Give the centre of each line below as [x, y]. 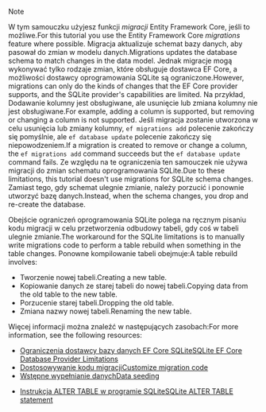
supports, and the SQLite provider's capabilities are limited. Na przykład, [127, 94]
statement [36, 400]
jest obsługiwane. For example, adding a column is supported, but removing [131, 111]
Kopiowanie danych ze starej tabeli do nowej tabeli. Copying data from [134, 286]
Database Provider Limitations [69, 359]
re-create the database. [47, 204]
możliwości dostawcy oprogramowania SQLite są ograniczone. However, [126, 78]
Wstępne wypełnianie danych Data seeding [90, 376]
